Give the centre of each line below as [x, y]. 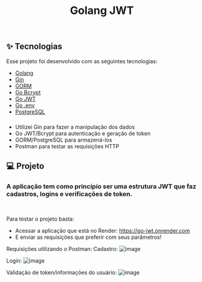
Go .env [25, 105]
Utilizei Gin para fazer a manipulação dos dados [75, 127]
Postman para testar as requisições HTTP [67, 146]
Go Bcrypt [28, 92]
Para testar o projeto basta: [40, 219]
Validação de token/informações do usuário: [62, 273]
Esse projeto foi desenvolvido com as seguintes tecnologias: [82, 61]
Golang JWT [102, 11]
